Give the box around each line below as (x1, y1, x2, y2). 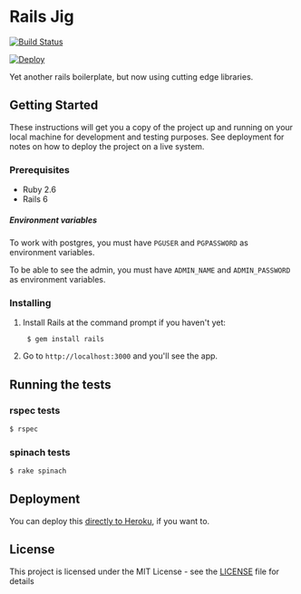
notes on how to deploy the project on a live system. (9, 140, 205, 151)
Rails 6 (22, 194, 48, 205)
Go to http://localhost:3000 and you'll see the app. (22, 350, 218, 361)
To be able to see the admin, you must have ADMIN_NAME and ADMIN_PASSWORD (9, 264, 291, 275)
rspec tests (9, 404, 61, 417)
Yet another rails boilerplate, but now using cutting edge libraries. (9, 71, 254, 82)
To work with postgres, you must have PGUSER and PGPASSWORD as (9, 237, 249, 248)
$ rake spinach (9, 466, 67, 476)
